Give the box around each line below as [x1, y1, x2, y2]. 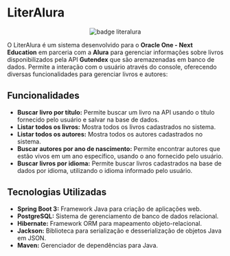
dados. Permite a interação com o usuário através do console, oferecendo [7, 62, 218, 71]
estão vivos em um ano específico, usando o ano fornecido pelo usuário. [16, 152, 224, 160]
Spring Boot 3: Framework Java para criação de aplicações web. [16, 205, 202, 213]
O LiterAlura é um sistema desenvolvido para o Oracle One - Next [7, 40, 194, 49]
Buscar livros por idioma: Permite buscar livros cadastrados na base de [16, 159, 222, 167]
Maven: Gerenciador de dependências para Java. [16, 241, 159, 249]
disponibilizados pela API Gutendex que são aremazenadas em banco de [7, 55, 215, 63]
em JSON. [16, 233, 47, 242]
